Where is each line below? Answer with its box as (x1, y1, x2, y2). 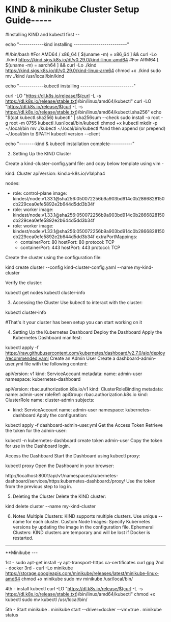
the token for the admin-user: (5, 427, 67, 433)
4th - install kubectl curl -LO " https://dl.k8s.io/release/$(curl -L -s (5, 585, 143, 591)
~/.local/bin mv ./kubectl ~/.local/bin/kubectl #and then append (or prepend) (5, 125, 166, 131)
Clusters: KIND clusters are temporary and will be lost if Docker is (12, 529, 150, 535)
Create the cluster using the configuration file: (5, 254, 102, 260)
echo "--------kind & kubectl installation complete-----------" (5, 141, 135, 147)
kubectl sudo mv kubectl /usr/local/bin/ (5, 596, 88, 603)
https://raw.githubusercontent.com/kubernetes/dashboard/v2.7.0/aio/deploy (5, 350, 165, 356)
